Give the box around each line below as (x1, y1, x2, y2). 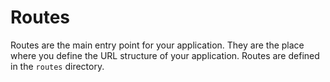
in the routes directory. (10, 60, 105, 72)
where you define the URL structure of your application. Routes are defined (10, 49, 320, 61)
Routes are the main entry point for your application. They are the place (10, 39, 305, 51)
